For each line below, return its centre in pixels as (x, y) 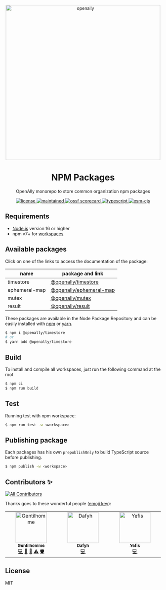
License (18, 571)
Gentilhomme (31, 545)
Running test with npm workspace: (41, 416)
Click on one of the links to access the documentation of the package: (77, 261)
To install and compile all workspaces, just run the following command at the (83, 369)
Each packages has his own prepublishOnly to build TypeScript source (77, 452)
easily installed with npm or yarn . (39, 324)
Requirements (27, 217)
